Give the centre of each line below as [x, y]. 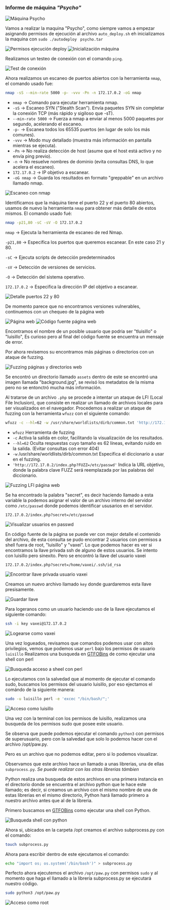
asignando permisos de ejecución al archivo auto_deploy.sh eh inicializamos [85, 34]
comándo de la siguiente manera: [40, 690]
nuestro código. [22, 884]
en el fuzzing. [27, 459]
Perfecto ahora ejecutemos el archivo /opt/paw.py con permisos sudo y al [82, 873]
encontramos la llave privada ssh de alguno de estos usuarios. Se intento [81, 550]
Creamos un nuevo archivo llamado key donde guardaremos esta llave [78, 584]
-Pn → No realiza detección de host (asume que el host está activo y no [87, 151]
